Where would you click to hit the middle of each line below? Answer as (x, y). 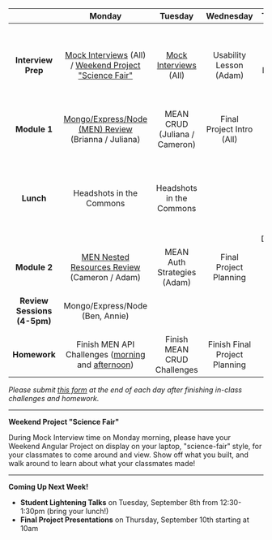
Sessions (34, 311)
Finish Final (229, 344)
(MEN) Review (106, 129)
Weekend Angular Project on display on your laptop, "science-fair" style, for (135, 446)
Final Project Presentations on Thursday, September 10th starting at (134, 520)
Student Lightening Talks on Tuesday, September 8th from (119, 502)
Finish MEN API (106, 344)
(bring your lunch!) (78, 511)
